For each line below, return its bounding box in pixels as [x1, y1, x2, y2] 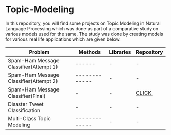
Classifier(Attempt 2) [8, 77, 59, 84]
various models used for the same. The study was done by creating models [5, 31, 164, 37]
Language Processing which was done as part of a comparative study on [5, 25, 159, 31]
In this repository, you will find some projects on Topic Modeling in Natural [5, 20, 161, 26]
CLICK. [136, 89, 153, 96]
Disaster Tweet [8, 100, 44, 107]
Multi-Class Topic [8, 115, 51, 122]
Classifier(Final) [8, 92, 46, 99]
